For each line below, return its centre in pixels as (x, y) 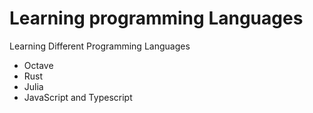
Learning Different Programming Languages (100, 46)
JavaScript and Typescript (78, 97)
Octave (38, 65)
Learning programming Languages (156, 18)
